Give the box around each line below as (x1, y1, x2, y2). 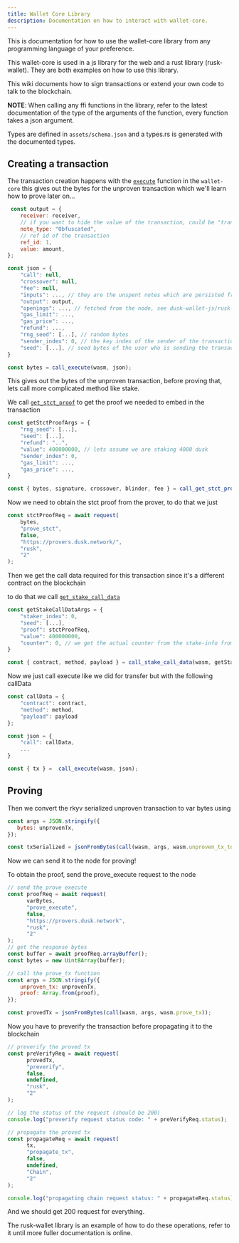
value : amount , (20, 245, 65, 253)
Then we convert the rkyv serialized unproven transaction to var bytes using (7, 803, 231, 812)
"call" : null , (20, 271, 62, 279)
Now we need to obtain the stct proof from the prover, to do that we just (7, 498, 218, 506)
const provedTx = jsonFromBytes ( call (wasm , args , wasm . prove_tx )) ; (7, 1009, 212, 1016)
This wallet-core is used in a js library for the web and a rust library (7, 58, 204, 66)
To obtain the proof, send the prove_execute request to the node (7, 870, 196, 879)
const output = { (10, 206, 62, 213)
